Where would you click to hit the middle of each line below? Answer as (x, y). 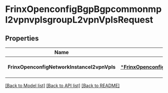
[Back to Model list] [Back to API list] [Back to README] (62, 85)
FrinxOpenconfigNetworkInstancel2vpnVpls (62, 67)
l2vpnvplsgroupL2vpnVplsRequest (79, 20)
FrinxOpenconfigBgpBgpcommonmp (83, 9)
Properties (22, 38)
